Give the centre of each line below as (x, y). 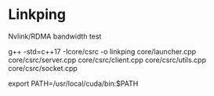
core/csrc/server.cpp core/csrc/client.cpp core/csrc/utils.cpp (107, 60)
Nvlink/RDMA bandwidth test (55, 36)
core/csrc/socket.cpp (43, 68)
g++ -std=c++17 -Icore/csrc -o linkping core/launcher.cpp (102, 51)
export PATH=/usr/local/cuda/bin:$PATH (73, 83)
